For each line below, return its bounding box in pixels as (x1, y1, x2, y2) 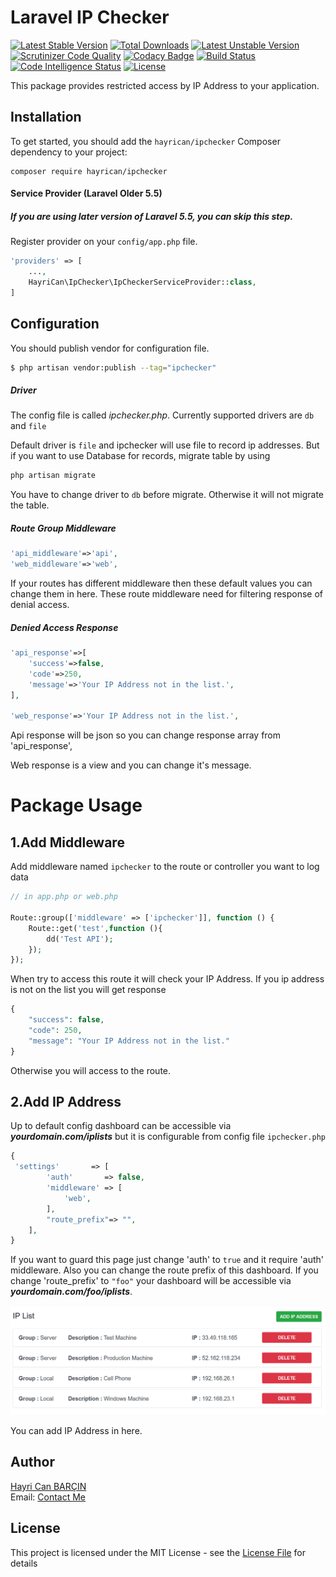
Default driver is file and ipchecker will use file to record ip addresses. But (10, 439, 320, 451)
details (10, 1557, 38, 1569)
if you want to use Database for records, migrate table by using (10, 450, 271, 462)
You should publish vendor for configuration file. (10, 342, 210, 354)
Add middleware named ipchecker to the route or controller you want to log (10, 861, 320, 873)
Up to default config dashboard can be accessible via (10, 1120, 232, 1132)
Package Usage (10, 794, 143, 817)
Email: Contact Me (10, 1491, 87, 1503)
